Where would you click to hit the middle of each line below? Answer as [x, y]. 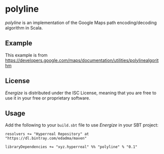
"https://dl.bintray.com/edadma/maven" [46, 138]
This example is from [26, 55]
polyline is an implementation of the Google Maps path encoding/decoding [81, 23]
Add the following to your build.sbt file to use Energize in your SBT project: [82, 125]
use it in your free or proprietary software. [48, 98]
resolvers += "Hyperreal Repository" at [47, 134]
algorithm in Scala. [24, 27]
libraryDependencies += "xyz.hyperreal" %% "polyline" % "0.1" [71, 147]
